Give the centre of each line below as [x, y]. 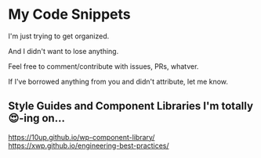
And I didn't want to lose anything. [63, 51]
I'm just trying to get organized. [59, 36]
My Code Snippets [69, 14]
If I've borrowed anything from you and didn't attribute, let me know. [118, 81]
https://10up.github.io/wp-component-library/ [82, 137]
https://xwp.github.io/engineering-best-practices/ [89, 145]
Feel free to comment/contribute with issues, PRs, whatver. [103, 66]
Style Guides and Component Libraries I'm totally [130, 106]
